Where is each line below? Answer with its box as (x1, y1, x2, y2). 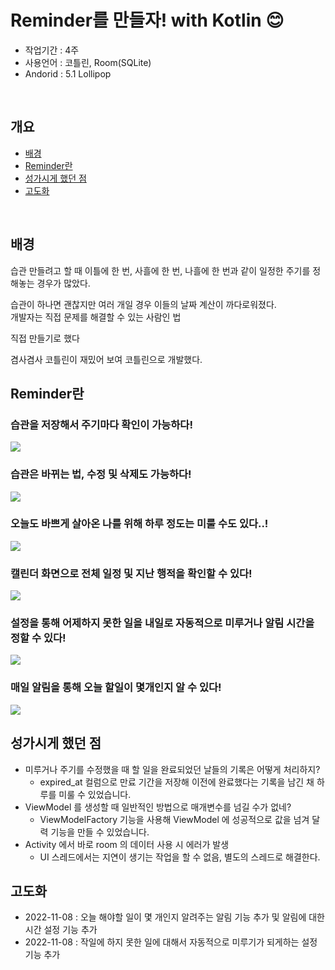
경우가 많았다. (36, 277, 91, 289)
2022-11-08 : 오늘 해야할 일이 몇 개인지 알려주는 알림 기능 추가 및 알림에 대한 (24, 911, 325, 923)
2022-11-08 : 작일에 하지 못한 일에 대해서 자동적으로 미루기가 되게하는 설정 (24, 936, 318, 948)
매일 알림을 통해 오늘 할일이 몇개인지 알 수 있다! (10, 681, 222, 695)
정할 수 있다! (10, 631, 67, 645)
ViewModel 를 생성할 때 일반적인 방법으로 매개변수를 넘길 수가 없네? (24, 801, 292, 813)
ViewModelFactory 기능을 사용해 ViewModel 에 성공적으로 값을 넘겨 (39, 813, 310, 825)
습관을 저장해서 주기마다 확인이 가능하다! (10, 417, 193, 431)
